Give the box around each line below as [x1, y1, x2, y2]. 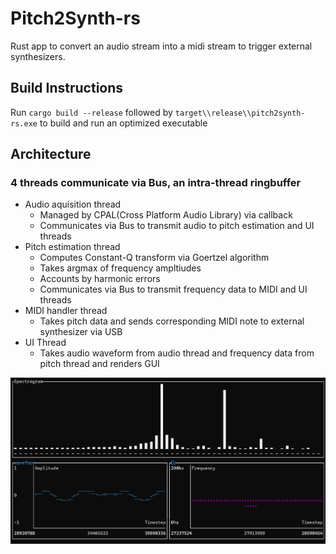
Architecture [10, 146, 92, 163]
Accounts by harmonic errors [39, 273, 161, 285]
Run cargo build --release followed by [10, 106, 173, 118]
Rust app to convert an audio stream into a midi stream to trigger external [10, 40, 313, 52]
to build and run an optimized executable [39, 117, 208, 129]
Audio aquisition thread [24, 198, 122, 211]
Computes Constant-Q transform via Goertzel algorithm [39, 252, 270, 264]
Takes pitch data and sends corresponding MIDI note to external [39, 315, 305, 327]
